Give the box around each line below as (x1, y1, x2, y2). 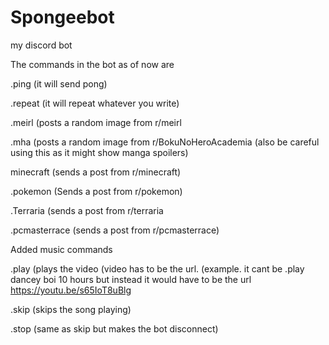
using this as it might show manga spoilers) (10, 146, 189, 158)
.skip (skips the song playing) (10, 303, 132, 315)
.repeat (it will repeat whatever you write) (10, 97, 180, 109)
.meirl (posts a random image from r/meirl (10, 116, 182, 128)
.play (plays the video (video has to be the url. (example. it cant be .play (10, 262, 305, 275)
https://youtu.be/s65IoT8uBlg (10, 284, 132, 296)
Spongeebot (10, 6, 115, 29)
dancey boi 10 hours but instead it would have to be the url (10, 273, 252, 285)
